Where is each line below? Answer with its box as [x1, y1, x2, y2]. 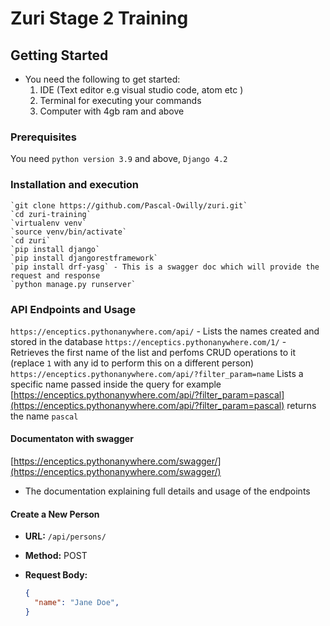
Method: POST [24, 550, 88, 562]
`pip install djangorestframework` [10, 253, 159, 263]
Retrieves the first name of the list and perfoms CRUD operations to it [10, 346, 296, 358]
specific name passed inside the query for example [10, 378, 222, 390]
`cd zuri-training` [10, 209, 92, 219]
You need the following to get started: [24, 73, 181, 85]
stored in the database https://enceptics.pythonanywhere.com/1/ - [10, 335, 287, 347]
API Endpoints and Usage [10, 302, 137, 316]
